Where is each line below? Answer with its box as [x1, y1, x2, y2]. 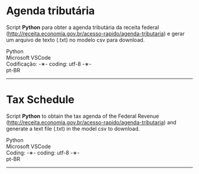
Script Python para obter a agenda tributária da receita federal [6, 24, 159, 31]
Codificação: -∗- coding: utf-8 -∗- [6, 60, 92, 67]
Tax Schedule [6, 93, 75, 107]
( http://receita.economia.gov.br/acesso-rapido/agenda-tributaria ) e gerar [6, 30, 185, 37]
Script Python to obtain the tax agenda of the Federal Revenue [6, 112, 159, 120]
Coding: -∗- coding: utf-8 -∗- [6, 149, 80, 156]
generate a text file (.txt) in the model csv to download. [6, 125, 140, 132]
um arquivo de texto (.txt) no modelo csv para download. [6, 36, 145, 43]
